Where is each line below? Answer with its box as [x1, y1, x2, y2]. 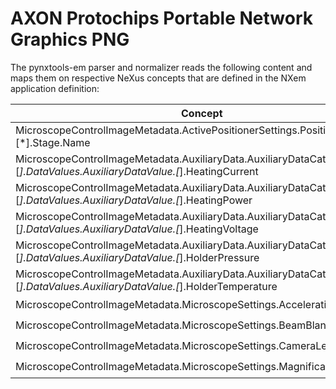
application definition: [10, 82, 100, 94]
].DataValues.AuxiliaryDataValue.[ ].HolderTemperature [19, 279, 278, 293]
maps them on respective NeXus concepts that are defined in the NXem [10, 72, 307, 84]
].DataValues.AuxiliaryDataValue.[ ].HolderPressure [19, 250, 260, 264]
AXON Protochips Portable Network [10, 7, 314, 30]
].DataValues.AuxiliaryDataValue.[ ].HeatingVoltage [19, 222, 259, 236]
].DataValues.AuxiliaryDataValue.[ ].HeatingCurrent [19, 164, 259, 178]
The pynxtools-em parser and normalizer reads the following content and [10, 61, 313, 73]
